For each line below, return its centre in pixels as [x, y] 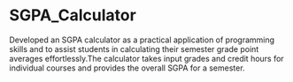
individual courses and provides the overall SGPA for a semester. [127, 68]
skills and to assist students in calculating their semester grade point [134, 48]
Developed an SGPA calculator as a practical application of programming [142, 40]
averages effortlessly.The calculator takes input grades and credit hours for [147, 58]
